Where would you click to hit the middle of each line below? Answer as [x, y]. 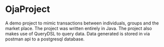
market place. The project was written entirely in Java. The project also [78, 28]
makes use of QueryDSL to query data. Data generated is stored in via [77, 33]
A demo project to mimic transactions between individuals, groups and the [82, 23]
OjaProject [28, 9]
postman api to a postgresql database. [45, 39]
